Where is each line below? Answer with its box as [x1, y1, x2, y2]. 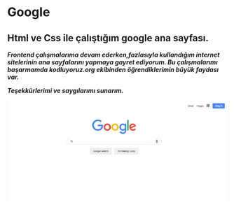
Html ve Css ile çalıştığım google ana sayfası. [7, 32, 209, 44]
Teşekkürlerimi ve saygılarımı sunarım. [7, 87, 124, 94]
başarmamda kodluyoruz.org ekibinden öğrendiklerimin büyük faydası [7, 66, 219, 73]
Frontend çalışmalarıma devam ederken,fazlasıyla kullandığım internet [7, 50, 220, 59]
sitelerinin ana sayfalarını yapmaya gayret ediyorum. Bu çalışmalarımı [7, 58, 219, 66]
